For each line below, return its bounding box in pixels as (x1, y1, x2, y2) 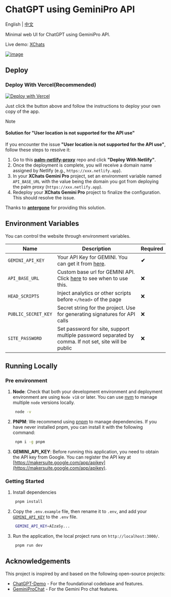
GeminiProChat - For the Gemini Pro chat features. (12, 586, 119, 592)
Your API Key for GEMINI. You (57, 254, 128, 261)
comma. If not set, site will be (57, 338, 127, 345)
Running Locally (5, 362, 58, 371)
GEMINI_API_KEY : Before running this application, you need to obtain (12, 449, 159, 455)
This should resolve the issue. (12, 194, 75, 200)
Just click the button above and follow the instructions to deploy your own (5, 103, 161, 109)
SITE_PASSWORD (8, 335, 42, 341)
